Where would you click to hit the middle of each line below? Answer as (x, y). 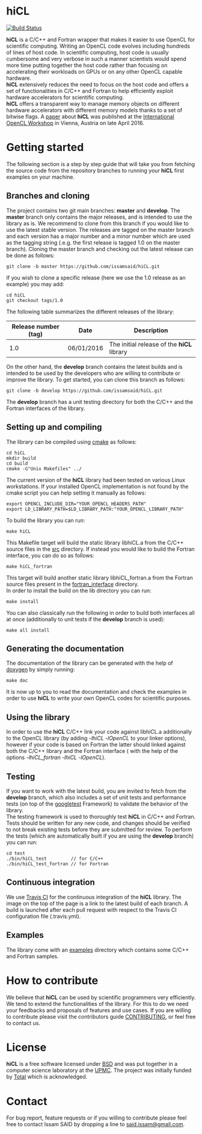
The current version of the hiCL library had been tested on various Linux (96, 480)
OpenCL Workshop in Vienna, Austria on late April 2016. (75, 123)
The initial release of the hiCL (151, 344)
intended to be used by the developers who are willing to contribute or (93, 373)
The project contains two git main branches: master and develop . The (93, 210)
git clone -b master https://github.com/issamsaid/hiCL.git (83, 266)
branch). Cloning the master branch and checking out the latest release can (100, 249)
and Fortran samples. (32, 956)
